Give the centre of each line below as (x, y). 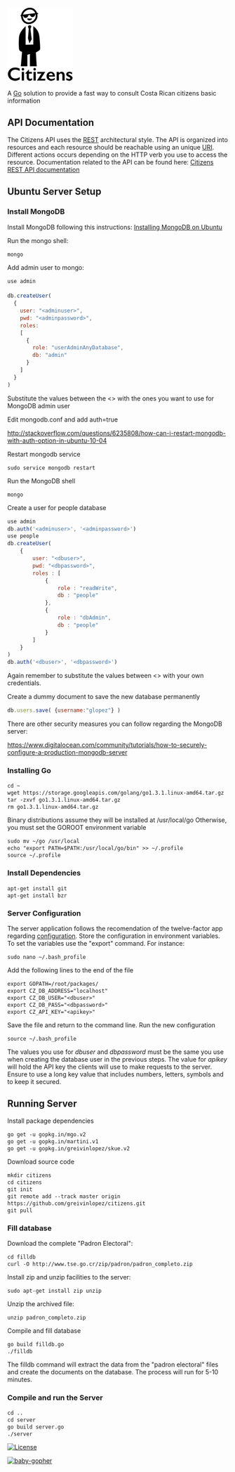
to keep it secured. (34, 1081)
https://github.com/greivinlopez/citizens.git (76, 1203)
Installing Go (29, 770)
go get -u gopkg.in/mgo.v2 (47, 1134)
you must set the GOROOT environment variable (77, 828)
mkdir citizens (29, 1175)
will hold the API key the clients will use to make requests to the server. (110, 1067)
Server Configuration (44, 913)
